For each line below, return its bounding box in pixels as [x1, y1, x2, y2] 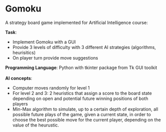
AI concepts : [5, 75, 33, 81]
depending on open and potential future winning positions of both [12, 95, 148, 101]
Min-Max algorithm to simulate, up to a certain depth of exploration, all [12, 106, 158, 112]
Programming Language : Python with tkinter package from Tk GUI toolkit [5, 64, 157, 70]
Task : [5, 29, 17, 35]
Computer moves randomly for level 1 [12, 84, 90, 90]
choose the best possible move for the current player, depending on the [12, 116, 161, 122]
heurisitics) [12, 49, 36, 55]
